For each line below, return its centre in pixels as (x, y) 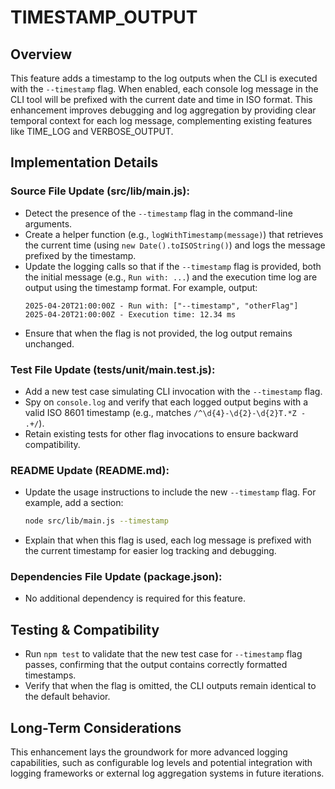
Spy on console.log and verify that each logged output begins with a (166, 402)
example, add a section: (74, 503)
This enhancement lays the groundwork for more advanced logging (149, 752)
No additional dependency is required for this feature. (135, 598)
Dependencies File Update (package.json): (116, 577)
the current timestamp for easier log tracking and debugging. (150, 551)
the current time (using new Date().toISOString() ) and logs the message (175, 245)
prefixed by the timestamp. (80, 255)
